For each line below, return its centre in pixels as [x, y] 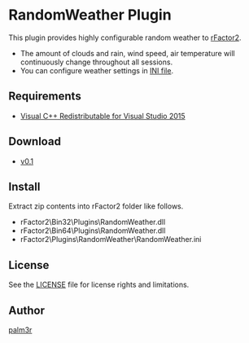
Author [26, 310]
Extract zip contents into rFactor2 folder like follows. [96, 206]
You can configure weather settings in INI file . [96, 70]
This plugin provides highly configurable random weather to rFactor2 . [125, 37]
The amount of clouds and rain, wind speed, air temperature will [127, 53]
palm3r [20, 330]
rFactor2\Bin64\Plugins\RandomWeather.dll [93, 231]
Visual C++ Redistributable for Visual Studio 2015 [103, 116]
